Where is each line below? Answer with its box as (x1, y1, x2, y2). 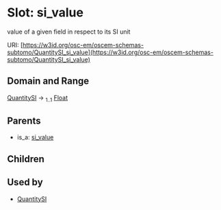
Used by (7, 176, 43, 188)
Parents (7, 115, 41, 126)
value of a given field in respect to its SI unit (7, 27, 131, 36)
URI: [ (7, 40, 23, 49)
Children (7, 153, 44, 165)
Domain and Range (7, 75, 90, 87)
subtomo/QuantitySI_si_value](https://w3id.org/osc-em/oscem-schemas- (7, 48, 214, 56)
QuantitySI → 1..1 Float (7, 93, 68, 104)
